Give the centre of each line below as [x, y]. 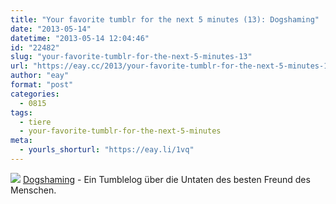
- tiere [35, 122]
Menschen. [33, 190]
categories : [35, 94]
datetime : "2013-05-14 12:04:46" [80, 38]
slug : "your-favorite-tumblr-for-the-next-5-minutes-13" [131, 57]
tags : [21, 112]
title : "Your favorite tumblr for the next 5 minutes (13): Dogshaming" [165, 19]
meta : [21, 141]
